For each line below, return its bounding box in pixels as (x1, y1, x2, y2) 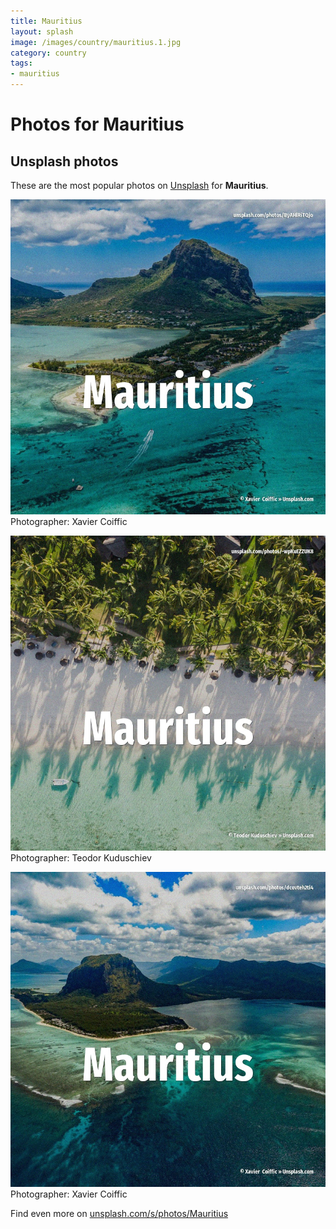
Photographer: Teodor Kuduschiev (10, 852, 152, 864)
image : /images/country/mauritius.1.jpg (10, 37, 182, 47)
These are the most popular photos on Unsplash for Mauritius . (10, 180, 269, 191)
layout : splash (10, 26, 74, 37)
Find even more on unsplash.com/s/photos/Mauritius (10, 1208, 229, 1219)
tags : (10, 58, 33, 69)
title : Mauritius (10, 16, 83, 26)
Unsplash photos (10, 153, 119, 170)
